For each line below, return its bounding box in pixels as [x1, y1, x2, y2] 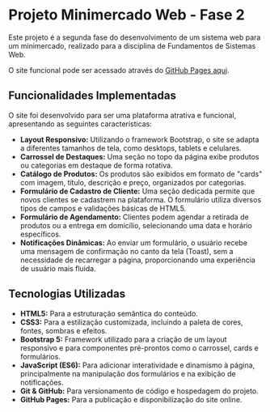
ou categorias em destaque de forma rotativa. [19, 160, 173, 170]
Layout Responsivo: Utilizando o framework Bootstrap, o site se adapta [19, 134, 259, 144]
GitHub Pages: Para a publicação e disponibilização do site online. [19, 394, 243, 404]
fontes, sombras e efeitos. [19, 325, 108, 335]
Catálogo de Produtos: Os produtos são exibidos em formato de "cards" [19, 168, 263, 179]
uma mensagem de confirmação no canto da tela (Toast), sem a [19, 246, 234, 256]
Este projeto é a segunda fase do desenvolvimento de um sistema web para [8, 32, 261, 42]
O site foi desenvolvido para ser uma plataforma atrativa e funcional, [8, 110, 237, 120]
